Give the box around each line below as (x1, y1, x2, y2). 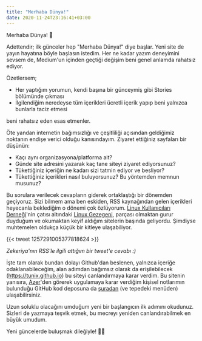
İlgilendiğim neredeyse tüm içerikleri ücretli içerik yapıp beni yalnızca (15, 98, 188, 106)
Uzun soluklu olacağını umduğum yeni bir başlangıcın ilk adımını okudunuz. (6, 303, 194, 310)
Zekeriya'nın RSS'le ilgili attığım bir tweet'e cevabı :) (6, 247, 136, 254)
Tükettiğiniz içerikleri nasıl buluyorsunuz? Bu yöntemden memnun (15, 173, 180, 180)
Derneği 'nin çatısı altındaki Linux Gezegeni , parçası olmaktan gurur (6, 210, 174, 218)
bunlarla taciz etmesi (15, 105, 68, 112)
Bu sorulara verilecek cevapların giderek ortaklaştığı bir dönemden (6, 191, 173, 198)
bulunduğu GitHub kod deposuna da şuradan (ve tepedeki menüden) (6, 284, 178, 292)
